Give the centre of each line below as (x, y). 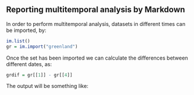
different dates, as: (29, 64)
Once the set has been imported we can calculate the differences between (97, 58)
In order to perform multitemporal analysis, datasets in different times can (96, 24)
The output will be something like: (47, 86)
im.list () (18, 41)
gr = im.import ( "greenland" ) (42, 47)
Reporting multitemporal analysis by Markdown (96, 10)
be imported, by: (26, 30)
